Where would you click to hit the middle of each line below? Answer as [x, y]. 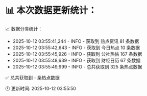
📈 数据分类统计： [24, 29]
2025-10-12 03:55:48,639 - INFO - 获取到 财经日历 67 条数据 [77, 60]
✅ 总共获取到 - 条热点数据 [33, 78]
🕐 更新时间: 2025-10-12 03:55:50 [41, 88]
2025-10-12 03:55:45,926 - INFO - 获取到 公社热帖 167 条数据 [77, 54]
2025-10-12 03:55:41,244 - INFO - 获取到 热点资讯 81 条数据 [76, 41]
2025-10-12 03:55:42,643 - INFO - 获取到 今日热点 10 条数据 [76, 47]
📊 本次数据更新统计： [51, 10]
